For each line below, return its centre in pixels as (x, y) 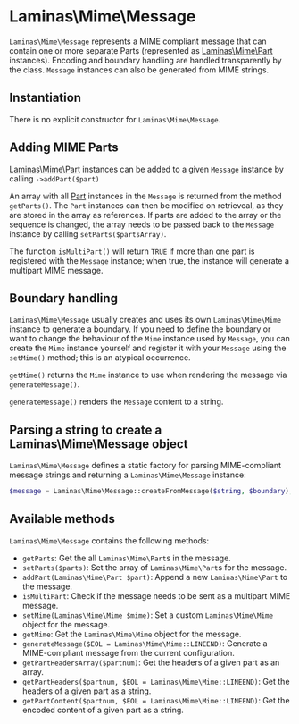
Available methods (62, 519)
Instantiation (46, 98)
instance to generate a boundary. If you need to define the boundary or (140, 329)
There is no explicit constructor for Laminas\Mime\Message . (115, 119)
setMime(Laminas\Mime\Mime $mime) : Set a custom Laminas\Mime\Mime (148, 615)
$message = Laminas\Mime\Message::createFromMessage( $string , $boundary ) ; (151, 492)
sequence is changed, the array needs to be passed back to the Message (142, 224)
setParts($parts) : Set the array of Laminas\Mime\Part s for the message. (154, 567)
